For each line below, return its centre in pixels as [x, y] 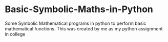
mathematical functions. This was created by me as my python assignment [84, 28]
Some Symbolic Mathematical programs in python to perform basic [76, 23]
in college [15, 34]
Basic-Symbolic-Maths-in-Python [79, 9]
